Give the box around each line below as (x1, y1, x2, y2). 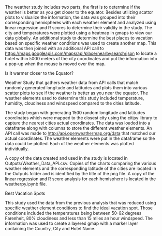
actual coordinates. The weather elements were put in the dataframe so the (5, 135, 155, 141)
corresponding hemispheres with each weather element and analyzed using (5, 19, 157, 25)
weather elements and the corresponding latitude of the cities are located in (5, 166, 156, 171)
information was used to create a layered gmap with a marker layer (5, 220, 138, 226)
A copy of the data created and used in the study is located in (5, 155, 128, 161)
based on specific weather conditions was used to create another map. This (5, 40, 157, 46)
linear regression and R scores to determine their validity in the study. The (5, 25, 152, 31)
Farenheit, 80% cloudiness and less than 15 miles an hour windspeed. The (5, 216, 153, 221)
